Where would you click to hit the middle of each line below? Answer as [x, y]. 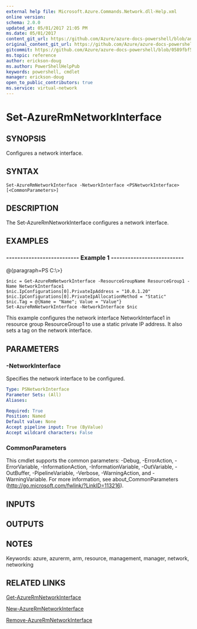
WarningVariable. [27, 480]
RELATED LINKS [36, 583]
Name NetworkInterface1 [35, 287]
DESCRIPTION [32, 209]
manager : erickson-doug [35, 77]
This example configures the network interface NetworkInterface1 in [89, 318]
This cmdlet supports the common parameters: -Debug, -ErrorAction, [90, 461]
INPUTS [21, 504]
